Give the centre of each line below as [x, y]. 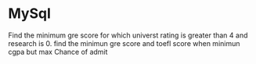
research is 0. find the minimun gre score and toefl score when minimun [124, 43]
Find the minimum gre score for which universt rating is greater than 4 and [128, 35]
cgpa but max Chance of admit [58, 52]
